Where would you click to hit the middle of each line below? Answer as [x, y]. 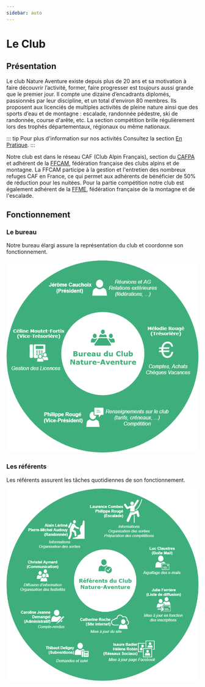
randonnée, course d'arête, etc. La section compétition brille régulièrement [101, 120]
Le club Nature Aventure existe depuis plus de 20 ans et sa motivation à [97, 81]
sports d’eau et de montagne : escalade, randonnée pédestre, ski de [92, 114]
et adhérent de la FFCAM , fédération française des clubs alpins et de [93, 163]
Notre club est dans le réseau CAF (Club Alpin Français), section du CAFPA [101, 156]
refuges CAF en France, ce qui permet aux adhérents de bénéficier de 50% [101, 176]
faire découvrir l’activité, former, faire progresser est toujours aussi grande [100, 87]
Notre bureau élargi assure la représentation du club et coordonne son [95, 245]
